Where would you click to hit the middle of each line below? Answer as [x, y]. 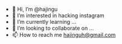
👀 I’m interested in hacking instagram [58, 15]
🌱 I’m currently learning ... [44, 22]
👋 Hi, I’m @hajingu [35, 9]
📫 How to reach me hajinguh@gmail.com [64, 35]
